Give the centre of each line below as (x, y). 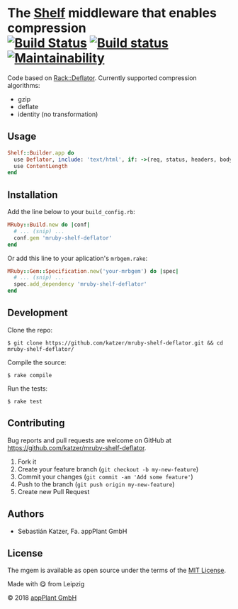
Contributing (36, 423)
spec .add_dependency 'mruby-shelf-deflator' (80, 284)
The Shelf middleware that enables (112, 13)
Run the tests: (28, 389)
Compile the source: (37, 362)
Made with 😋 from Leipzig (46, 584)
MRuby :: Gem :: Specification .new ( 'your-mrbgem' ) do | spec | (93, 271)
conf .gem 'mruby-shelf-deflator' (63, 238)
